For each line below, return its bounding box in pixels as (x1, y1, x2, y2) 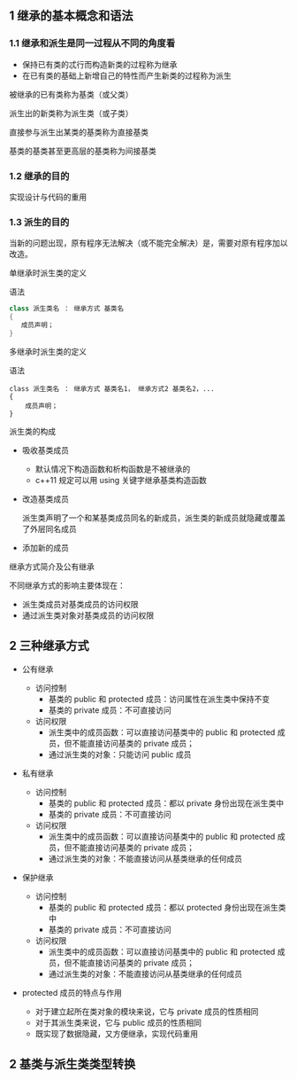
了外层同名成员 (21, 523, 77, 534)
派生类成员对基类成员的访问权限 (21, 598, 139, 609)
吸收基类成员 (21, 444, 69, 455)
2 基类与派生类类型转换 (9, 1056, 136, 1071)
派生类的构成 (9, 426, 56, 436)
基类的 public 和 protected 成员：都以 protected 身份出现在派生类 (48, 902, 286, 912)
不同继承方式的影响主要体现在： (9, 580, 126, 590)
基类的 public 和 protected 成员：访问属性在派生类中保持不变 (48, 693, 270, 704)
